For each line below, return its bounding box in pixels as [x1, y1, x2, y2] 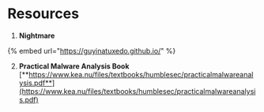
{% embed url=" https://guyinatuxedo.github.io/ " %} [7, 46, 176, 55]
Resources [7, 5, 80, 23]
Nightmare [18, 31, 55, 40]
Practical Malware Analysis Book [18, 61, 130, 71]
